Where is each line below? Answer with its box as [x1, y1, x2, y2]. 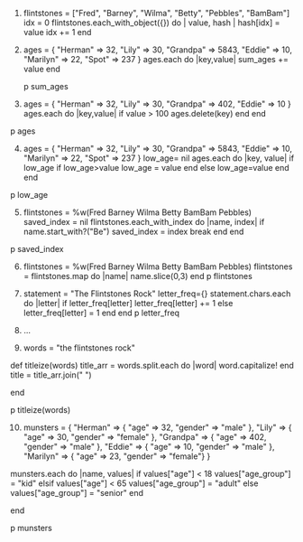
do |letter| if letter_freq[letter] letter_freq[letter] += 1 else [23, 298, 234, 308]
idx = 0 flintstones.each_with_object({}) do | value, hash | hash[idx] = [23, 17, 280, 28]
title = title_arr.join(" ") [10, 369, 93, 380]
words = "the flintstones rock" [23, 342, 136, 353]
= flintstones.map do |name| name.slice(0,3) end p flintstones [23, 271, 253, 281]
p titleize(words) [10, 405, 71, 415]
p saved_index [10, 244, 64, 254]
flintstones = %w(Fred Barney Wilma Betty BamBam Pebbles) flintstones [23, 261, 293, 272]
